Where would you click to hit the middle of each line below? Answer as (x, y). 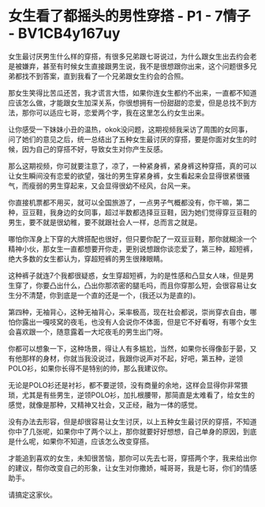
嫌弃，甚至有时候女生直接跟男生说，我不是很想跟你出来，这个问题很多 (136, 66)
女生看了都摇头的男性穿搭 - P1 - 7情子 (129, 16)
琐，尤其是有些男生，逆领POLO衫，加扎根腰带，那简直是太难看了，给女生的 (131, 395)
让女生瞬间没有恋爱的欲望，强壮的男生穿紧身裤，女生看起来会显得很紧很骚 (129, 175)
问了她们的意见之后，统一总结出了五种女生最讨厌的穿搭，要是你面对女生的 (129, 139)
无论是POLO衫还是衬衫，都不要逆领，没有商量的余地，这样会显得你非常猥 (128, 385)
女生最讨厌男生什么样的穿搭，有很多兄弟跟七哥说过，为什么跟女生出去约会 (129, 56)
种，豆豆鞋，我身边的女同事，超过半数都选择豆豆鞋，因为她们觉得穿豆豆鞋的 (132, 212)
